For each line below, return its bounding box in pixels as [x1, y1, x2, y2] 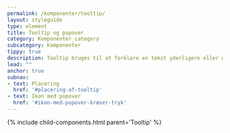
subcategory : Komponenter [7, 42, 81, 49]
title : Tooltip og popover [7, 29, 84, 36]
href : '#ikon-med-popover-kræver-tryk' [13, 99, 127, 106]
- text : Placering [7, 80, 60, 87]
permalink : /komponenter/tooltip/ [7, 10, 106, 17]
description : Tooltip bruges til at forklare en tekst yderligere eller [7, 55, 219, 62]
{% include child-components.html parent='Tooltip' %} [7, 118, 162, 126]
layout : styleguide [7, 16, 63, 23]
